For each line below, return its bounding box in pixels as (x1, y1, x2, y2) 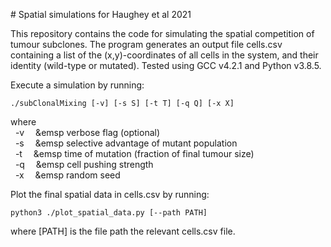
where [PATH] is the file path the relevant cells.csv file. (10, 225, 236, 237)
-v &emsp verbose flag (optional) (14, 127, 161, 138)
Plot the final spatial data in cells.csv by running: (10, 189, 210, 200)
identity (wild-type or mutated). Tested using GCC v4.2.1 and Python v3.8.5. (10, 60, 322, 71)
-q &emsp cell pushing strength (14, 159, 154, 170)
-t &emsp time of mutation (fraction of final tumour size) (14, 148, 255, 159)
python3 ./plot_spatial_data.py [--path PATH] (10, 208, 208, 218)
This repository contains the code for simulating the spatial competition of (10, 28, 315, 39)
